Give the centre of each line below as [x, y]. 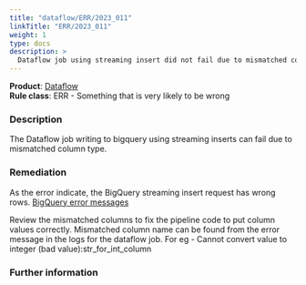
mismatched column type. [58, 149]
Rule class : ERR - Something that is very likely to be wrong [120, 96]
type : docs [30, 43]
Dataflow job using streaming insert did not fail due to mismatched [152, 60]
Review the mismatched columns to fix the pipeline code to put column [143, 219]
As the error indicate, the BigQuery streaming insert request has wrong [143, 192]
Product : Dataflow [44, 86]
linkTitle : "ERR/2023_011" [61, 26]
